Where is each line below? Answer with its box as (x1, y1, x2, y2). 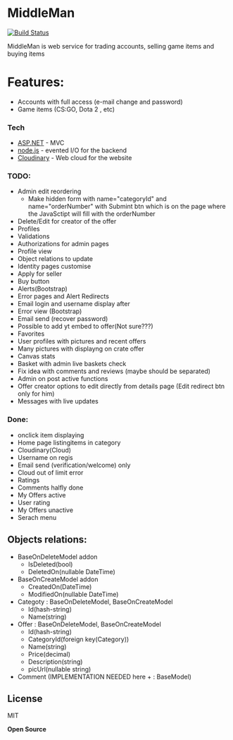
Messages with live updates (17, 397, 99, 406)
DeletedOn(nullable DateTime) (27, 567, 116, 576)
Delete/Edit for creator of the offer (17, 217, 117, 226)
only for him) (17, 389, 55, 398)
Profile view (17, 247, 52, 255)
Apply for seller (17, 269, 63, 278)
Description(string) (27, 657, 83, 666)
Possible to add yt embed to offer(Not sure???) (17, 322, 153, 331)
